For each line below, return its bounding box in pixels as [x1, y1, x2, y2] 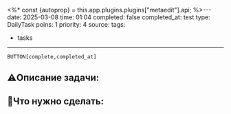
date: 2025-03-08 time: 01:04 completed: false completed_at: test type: [7, 13, 211, 21]
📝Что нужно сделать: [7, 95, 104, 107]
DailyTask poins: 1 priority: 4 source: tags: [7, 21, 126, 28]
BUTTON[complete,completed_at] [7, 54, 97, 60]
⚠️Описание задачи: [7, 72, 100, 84]
